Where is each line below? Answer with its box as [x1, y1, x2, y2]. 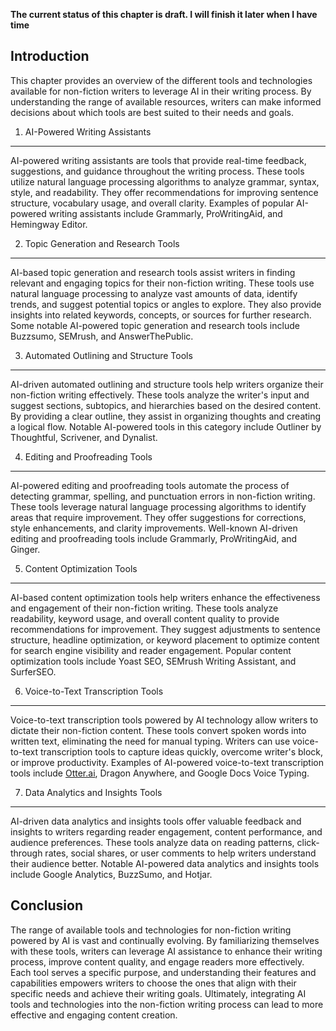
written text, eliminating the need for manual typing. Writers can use [10, 735, 291, 747]
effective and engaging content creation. [10, 1009, 178, 1021]
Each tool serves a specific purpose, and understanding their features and [10, 966, 317, 978]
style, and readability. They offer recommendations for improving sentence [10, 186, 319, 198]
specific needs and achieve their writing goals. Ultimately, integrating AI [10, 987, 307, 999]
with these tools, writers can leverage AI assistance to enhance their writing [10, 945, 323, 957]
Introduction [10, 48, 90, 65]
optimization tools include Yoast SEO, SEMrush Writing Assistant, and [10, 655, 297, 667]
